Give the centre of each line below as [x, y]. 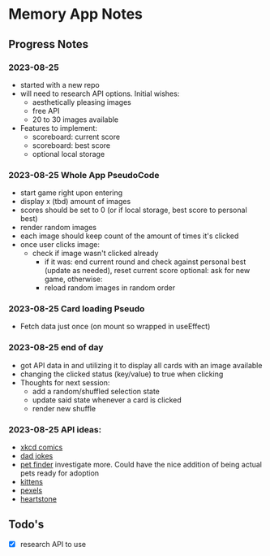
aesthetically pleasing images [82, 102]
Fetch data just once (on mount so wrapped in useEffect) [115, 327]
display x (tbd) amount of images [75, 202]
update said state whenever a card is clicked [107, 400]
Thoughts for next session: [65, 382]
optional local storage [69, 154]
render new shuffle [64, 408]
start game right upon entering [71, 193]
